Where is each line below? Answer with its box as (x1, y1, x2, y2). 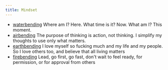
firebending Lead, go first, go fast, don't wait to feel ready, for (12, 54, 143, 60)
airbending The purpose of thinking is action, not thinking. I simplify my (12, 32, 162, 38)
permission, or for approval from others (12, 59, 96, 65)
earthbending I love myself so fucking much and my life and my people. (12, 43, 163, 49)
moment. (12, 26, 32, 33)
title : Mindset (5, 7, 38, 13)
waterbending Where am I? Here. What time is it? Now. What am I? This (12, 21, 162, 27)
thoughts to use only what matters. (12, 38, 86, 44)
